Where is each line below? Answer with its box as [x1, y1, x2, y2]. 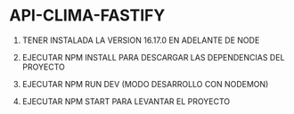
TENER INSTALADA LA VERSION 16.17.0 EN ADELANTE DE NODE [21, 35, 260, 45]
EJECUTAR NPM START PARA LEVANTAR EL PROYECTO [21, 95, 230, 107]
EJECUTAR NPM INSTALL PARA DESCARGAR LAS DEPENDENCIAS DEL [21, 52, 285, 62]
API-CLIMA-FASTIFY [9, 5, 166, 26]
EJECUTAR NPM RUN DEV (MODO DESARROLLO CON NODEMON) [21, 78, 269, 89]
